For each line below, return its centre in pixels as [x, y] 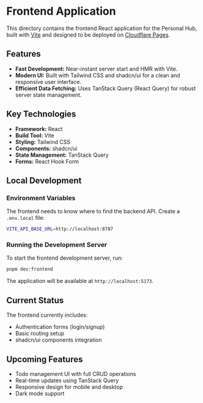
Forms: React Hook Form [47, 161]
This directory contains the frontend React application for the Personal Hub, [102, 28]
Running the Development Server [57, 245]
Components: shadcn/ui [46, 148]
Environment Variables [41, 198]
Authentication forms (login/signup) [60, 327]
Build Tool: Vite [35, 135]
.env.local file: [25, 218]
